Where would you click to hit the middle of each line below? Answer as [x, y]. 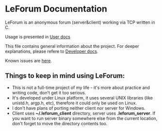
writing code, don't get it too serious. [49, 92]
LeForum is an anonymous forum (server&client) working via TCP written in [80, 22]
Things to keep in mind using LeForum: [65, 76]
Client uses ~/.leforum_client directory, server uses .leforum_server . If [84, 113]
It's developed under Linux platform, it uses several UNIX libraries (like [82, 98]
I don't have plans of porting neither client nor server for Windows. [79, 108]
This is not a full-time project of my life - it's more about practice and [81, 87]
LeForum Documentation [56, 9]
